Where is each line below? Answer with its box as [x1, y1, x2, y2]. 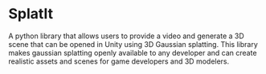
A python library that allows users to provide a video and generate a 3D [8, 31, 245, 41]
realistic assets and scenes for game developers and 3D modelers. [8, 56, 230, 66]
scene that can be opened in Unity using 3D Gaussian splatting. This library [8, 39, 259, 49]
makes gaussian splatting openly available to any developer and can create [8, 48, 257, 57]
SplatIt [8, 5, 54, 23]
